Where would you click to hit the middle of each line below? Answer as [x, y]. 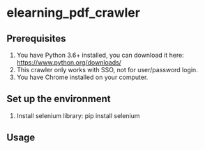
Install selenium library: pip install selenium [78, 115]
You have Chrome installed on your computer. [82, 77]
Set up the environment [59, 99]
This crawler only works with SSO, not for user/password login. [107, 70]
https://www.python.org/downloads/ [69, 62]
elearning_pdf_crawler [74, 13]
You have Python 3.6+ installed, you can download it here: [100, 55]
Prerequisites [36, 39]
